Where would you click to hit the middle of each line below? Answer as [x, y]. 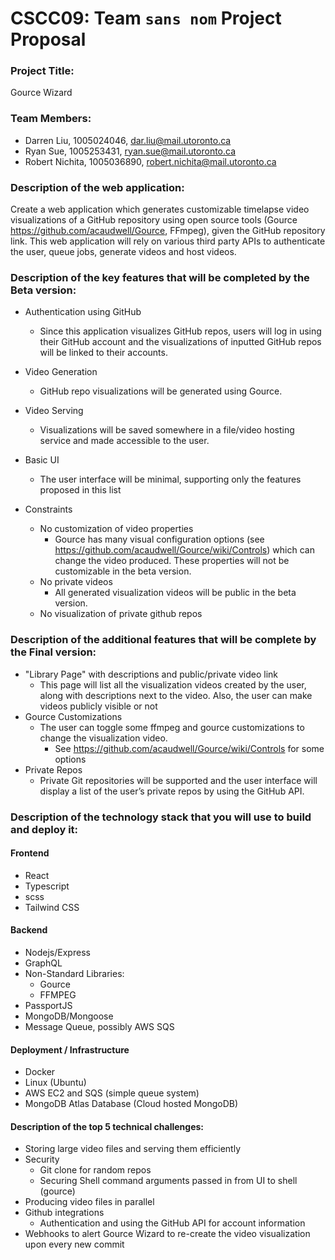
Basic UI [42, 460]
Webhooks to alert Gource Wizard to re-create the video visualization [167, 1234]
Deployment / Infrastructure [70, 1049]
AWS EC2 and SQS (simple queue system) [112, 1093]
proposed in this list [80, 490]
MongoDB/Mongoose [69, 1016]
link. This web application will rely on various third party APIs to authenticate [168, 241]
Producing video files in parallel [89, 1202]
